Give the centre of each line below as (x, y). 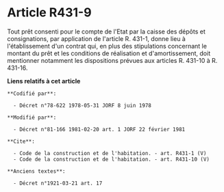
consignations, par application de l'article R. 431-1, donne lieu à (97, 38)
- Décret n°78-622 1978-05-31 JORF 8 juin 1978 (83, 105)
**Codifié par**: (32, 94)
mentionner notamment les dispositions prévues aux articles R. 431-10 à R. (112, 60)
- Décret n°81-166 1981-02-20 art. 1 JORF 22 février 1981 (99, 129)
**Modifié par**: (32, 118)
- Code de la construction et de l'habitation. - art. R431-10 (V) (112, 159)
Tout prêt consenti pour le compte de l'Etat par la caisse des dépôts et (106, 31)
